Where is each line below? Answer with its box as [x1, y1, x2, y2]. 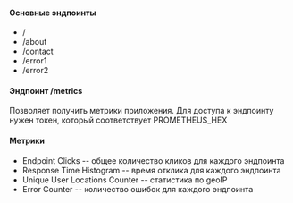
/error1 [21, 55, 47, 66]
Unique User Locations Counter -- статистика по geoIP [21, 174, 228, 185]
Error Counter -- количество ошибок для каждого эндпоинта [21, 183, 254, 194]
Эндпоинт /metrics [9, 85, 83, 96]
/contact [21, 46, 54, 57]
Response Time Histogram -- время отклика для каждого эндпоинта [21, 165, 281, 175]
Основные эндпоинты [9, 7, 96, 18]
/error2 [21, 65, 49, 76]
